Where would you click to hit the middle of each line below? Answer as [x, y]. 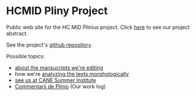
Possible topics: [26, 56]
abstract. [17, 33]
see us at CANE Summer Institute [55, 80]
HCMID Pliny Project [57, 11]
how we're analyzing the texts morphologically [72, 74]
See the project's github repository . [50, 45]
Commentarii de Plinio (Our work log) [60, 86]
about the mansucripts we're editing [59, 67]
